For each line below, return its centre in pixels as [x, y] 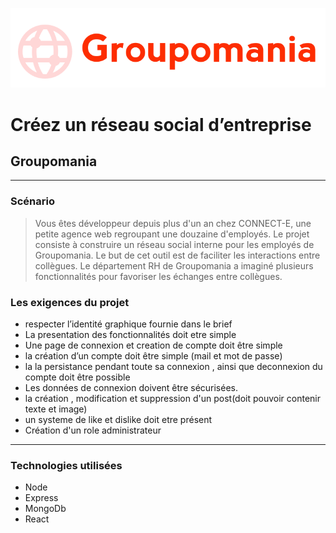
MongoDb [45, 509]
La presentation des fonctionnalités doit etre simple [130, 334]
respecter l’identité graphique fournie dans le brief [128, 324]
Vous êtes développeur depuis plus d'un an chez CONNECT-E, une [173, 223]
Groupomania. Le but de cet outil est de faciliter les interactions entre [177, 255]
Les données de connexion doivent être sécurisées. [131, 387]
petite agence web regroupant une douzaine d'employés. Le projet [172, 234]
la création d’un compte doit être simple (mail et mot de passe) [153, 355]
